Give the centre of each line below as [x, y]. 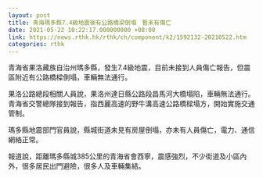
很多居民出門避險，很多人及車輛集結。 [83, 166]
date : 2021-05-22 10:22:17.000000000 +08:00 [82, 30]
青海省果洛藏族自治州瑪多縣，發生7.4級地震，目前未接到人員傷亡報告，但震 [130, 68]
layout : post [29, 15]
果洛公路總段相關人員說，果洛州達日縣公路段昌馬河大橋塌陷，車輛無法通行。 [131, 94]
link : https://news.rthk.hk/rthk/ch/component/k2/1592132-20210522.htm [127, 37]
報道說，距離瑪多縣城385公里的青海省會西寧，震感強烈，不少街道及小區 [124, 156]
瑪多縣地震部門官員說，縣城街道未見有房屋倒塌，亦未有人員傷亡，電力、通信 [131, 130]
